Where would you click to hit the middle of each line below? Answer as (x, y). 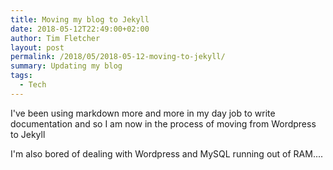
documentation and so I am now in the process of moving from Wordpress (163, 123)
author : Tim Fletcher (55, 38)
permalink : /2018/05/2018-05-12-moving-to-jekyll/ (118, 57)
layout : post (37, 47)
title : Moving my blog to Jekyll (80, 19)
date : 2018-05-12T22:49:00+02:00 (80, 29)
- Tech (33, 85)
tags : (21, 76)
